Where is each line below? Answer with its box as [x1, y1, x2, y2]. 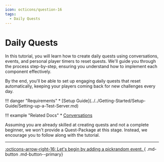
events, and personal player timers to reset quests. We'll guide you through [5, 58, 156, 64]
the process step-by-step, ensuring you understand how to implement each [5, 64, 158, 70]
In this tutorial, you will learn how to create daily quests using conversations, [5, 53, 159, 59]
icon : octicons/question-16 [5, 7, 62, 12]
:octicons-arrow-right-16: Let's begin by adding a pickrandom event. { [5, 146, 146, 152]
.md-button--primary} [19, 151, 63, 157]
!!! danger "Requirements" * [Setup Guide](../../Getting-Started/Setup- [5, 98, 146, 104]
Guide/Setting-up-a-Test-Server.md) [5, 103, 79, 109]
